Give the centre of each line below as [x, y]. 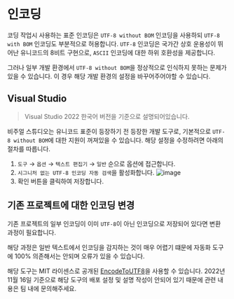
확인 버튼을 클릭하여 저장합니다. [60, 181]
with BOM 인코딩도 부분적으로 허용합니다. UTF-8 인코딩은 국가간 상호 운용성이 [112, 43]
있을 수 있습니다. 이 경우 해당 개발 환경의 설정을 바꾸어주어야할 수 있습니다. [109, 76]
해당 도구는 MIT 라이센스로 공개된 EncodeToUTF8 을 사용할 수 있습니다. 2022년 [116, 271]
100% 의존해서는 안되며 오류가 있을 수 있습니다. [80, 256]
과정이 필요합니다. [32, 232]
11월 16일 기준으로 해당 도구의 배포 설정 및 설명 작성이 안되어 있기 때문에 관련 [112, 279]
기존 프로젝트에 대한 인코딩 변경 [71, 206]
